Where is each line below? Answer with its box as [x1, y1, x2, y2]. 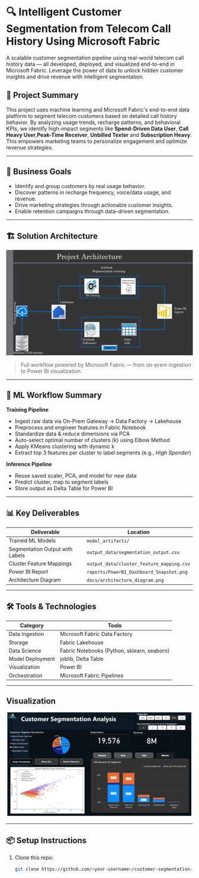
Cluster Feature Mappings [8, 559, 72, 567]
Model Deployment [8, 656, 55, 663]
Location [127, 529, 150, 535]
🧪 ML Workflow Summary [6, 390, 102, 400]
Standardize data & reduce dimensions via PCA [14, 430, 130, 437]
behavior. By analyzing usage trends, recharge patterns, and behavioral [6, 119, 181, 126]
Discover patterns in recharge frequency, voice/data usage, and [14, 189, 171, 196]
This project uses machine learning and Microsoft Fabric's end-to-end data [6, 106, 190, 113]
